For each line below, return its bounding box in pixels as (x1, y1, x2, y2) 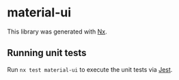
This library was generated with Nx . (7, 27, 107, 36)
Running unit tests (7, 47, 87, 59)
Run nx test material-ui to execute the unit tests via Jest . (7, 65, 173, 73)
